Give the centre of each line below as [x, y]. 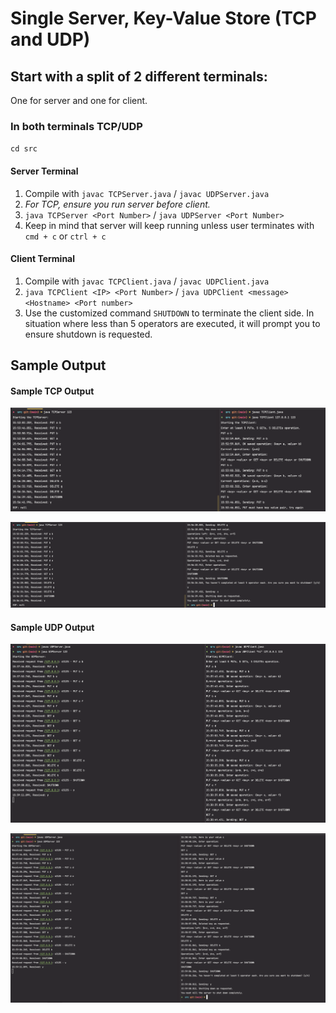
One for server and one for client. [79, 100]
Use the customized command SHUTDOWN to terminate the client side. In [169, 313]
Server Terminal [44, 171]
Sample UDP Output [52, 627]
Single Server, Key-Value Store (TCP [163, 18]
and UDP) [50, 39]
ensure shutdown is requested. [88, 334]
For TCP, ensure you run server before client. [117, 204]
